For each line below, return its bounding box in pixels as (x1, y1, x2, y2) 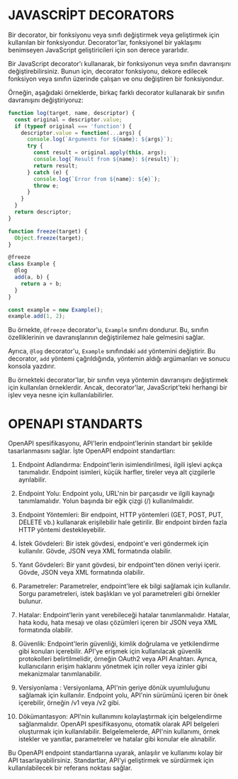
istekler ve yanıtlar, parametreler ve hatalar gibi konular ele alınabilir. (18, 735, 217, 744)
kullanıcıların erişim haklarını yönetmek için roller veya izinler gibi (18, 662, 208, 670)
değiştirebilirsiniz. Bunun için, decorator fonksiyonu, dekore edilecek (8, 67, 208, 75)
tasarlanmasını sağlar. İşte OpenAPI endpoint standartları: (8, 447, 176, 455)
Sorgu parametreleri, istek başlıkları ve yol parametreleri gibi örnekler (18, 590, 220, 598)
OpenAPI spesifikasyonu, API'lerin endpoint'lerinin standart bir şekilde (8, 439, 213, 448)
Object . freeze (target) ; (14, 234, 84, 241)
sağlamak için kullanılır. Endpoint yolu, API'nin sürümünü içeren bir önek (18, 691, 229, 700)
